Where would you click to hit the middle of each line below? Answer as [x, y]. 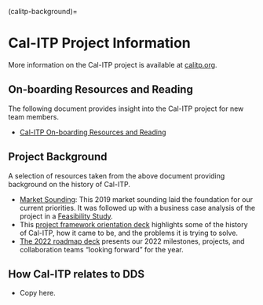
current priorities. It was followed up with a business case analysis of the [137, 208]
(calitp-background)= [43, 11]
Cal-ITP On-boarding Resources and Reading [93, 132]
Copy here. [38, 293]
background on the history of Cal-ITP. [69, 184]
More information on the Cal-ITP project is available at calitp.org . [113, 64]
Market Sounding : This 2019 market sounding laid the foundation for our [136, 199]
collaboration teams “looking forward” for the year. [102, 249]
